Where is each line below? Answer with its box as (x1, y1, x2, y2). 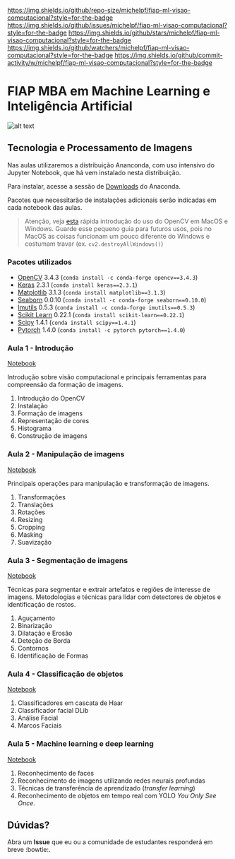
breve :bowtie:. (7, 846, 51, 854)
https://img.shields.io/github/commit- (114, 51, 224, 59)
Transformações (17, 492, 66, 501)
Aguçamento (17, 614, 55, 622)
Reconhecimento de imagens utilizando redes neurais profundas (17, 776, 206, 785)
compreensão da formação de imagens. (7, 381, 123, 389)
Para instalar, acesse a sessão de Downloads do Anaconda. (7, 182, 181, 190)
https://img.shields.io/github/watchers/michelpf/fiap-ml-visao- (7, 44, 190, 52)
